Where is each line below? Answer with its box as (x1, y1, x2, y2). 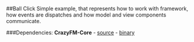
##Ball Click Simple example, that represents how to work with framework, (6, 5, 189, 12)
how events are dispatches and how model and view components (6, 11, 167, 18)
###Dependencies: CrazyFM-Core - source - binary (6, 29, 135, 36)
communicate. (6, 18, 42, 24)
